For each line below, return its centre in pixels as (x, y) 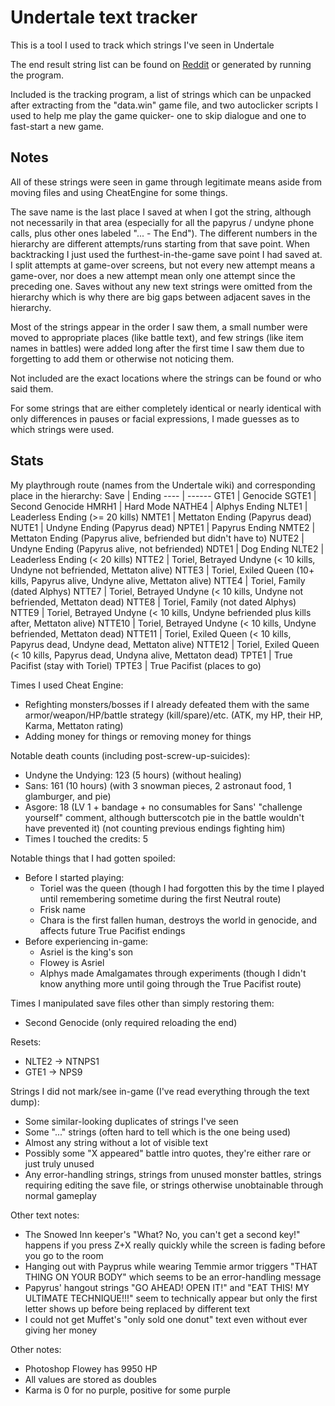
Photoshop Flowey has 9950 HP (91, 1368)
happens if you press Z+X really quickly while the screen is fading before (175, 1245)
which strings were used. (62, 429)
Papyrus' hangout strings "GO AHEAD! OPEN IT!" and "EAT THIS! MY (167, 1287)
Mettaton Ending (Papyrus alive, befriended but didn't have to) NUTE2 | (157, 538)
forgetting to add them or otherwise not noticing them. (122, 358)
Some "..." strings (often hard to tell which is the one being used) (158, 1132)
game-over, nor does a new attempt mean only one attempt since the (153, 275)
